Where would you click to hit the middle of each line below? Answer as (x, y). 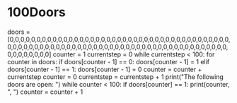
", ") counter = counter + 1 (45, 92)
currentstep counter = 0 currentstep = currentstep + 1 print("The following (116, 77)
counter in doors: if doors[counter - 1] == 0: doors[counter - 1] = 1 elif (109, 61)
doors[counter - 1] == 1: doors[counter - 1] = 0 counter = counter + (105, 69)
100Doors (36, 12)
